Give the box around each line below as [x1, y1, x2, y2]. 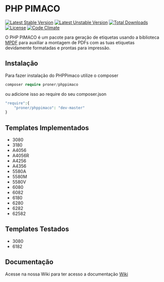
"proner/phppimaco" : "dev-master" [14, 105, 85, 110]
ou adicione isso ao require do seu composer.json [5, 91, 107, 97]
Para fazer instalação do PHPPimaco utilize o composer [5, 72, 119, 78]
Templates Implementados [5, 124, 89, 132]
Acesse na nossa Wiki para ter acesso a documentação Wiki [5, 271, 128, 277]
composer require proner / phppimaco [5, 82, 79, 87]
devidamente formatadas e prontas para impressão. [5, 45, 111, 51]
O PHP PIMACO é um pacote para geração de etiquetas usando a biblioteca [5, 34, 160, 40]
